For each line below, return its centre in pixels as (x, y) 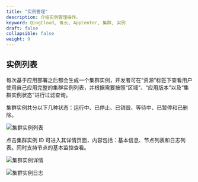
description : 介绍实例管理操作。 (44, 17)
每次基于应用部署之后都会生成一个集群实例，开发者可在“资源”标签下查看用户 (99, 80)
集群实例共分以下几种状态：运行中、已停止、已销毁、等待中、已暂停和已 (94, 107)
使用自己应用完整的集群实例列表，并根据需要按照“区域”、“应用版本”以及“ (95, 87)
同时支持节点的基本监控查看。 (53, 147)
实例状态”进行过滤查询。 (41, 95)
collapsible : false (30, 34)
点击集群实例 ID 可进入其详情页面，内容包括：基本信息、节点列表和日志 (93, 140)
